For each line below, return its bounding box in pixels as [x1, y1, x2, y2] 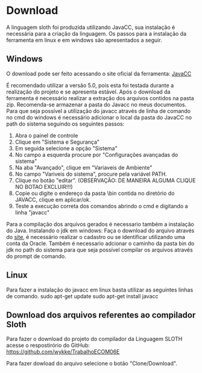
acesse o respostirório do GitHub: [6, 342, 90, 349]
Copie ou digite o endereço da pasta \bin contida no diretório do [14, 190, 175, 197]
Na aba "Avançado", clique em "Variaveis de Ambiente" [14, 164, 153, 171]
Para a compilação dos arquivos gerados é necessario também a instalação [6, 220, 194, 228]
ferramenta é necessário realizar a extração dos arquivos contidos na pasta [6, 94, 194, 101]
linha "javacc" [14, 209, 50, 216]
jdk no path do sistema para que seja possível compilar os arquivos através [6, 246, 193, 253]
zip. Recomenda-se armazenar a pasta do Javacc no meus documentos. [6, 101, 187, 108]
